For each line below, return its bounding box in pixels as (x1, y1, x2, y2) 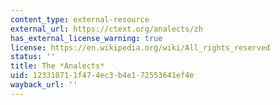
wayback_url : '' (10, 80, 78, 90)
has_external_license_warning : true (10, 33, 163, 43)
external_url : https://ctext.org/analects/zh (10, 24, 203, 34)
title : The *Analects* (10, 61, 105, 71)
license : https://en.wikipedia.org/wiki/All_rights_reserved (10, 42, 271, 53)
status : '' (10, 52, 56, 62)
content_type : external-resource (10, 14, 150, 25)
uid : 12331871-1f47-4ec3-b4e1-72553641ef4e (10, 71, 195, 81)
